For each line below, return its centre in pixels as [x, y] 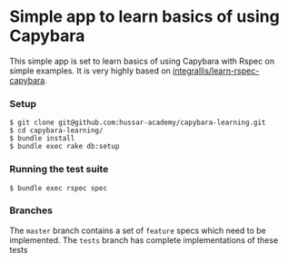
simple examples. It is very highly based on [90, 71]
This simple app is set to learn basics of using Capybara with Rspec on [142, 61]
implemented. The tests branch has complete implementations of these [144, 240]
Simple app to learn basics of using [144, 17]
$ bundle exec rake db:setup [65, 147]
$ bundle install [42, 139]
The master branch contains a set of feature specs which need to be [138, 230]
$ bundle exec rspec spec [58, 188]
